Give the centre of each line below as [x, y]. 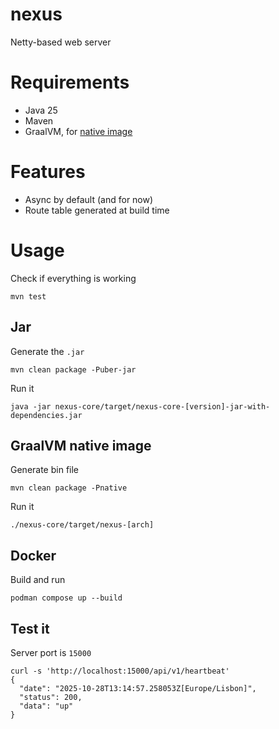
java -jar [31, 406]
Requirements [70, 82]
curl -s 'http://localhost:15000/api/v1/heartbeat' [120, 671]
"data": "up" [46, 706]
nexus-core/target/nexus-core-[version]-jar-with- [162, 406]
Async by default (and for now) [89, 199]
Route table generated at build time [97, 210]
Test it [30, 628]
